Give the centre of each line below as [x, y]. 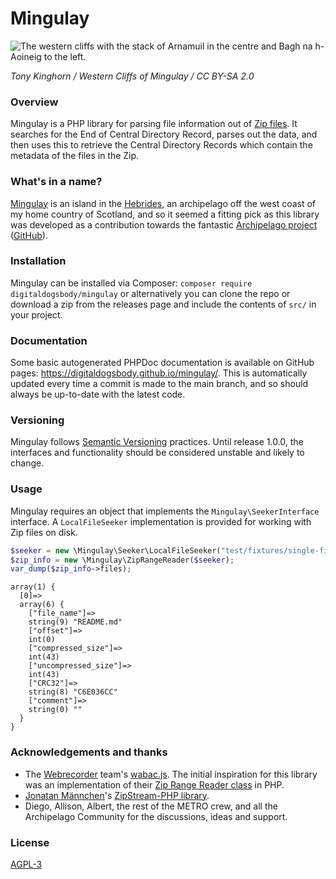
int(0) [42, 640]
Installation [38, 261]
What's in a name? [56, 182]
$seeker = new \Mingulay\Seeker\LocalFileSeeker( [116, 550]
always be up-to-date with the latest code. [98, 394]
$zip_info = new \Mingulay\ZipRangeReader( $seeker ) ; [122, 560]
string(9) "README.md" [75, 622]
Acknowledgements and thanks [89, 752]
